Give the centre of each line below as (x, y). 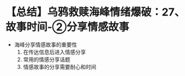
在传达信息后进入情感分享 (54, 52)
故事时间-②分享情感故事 (68, 27)
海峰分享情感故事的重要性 (46, 45)
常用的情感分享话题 (47, 59)
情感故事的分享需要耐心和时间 (59, 66)
